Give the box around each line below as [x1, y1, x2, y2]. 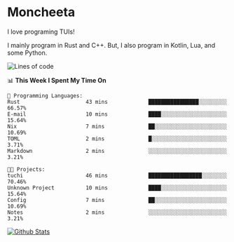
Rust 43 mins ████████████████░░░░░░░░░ [7, 98, 228, 105]
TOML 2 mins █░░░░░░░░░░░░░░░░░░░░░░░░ [7, 135, 228, 142]
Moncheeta [7, 4, 76, 20]
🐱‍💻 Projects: [7, 166, 46, 173]
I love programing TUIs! [7, 27, 75, 36]
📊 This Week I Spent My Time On [7, 76, 106, 84]
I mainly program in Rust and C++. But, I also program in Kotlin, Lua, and [7, 41, 216, 49]
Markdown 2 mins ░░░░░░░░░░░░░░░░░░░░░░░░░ [7, 147, 228, 154]
